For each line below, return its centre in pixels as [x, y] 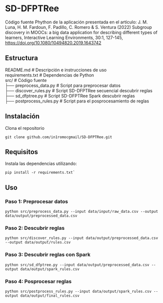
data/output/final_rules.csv [50, 296]
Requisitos [21, 152]
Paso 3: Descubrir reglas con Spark [48, 255]
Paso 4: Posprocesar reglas [38, 281]
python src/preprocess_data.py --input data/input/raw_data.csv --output [82, 212]
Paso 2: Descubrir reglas [35, 228]
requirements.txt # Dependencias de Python [50, 75]
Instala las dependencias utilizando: [41, 163]
